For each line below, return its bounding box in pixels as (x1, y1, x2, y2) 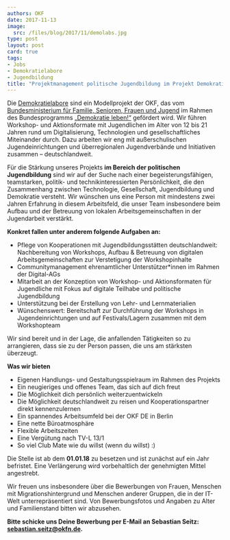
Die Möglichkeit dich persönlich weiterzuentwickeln (16, 390, 163, 399)
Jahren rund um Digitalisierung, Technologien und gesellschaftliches (7, 128, 201, 137)
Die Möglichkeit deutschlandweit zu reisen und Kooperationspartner (16, 397, 209, 406)
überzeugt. (7, 349, 38, 357)
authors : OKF (7, 10, 44, 17)
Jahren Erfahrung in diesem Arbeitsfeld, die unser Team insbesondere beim (7, 200, 221, 208)
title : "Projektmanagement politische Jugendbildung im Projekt (7, 80, 194, 87)
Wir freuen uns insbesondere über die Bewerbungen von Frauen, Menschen (7, 482, 222, 491)
